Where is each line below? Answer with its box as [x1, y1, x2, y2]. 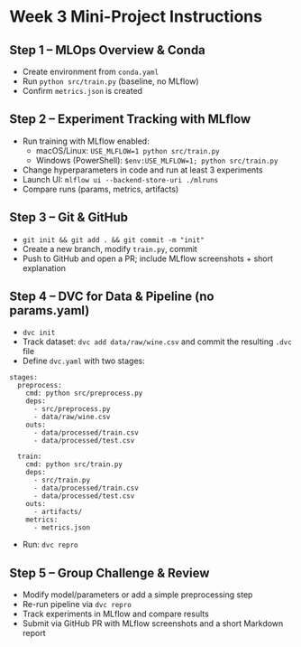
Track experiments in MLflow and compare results [22, 608, 209, 620]
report [22, 628, 47, 639]
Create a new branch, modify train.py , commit [22, 243, 198, 254]
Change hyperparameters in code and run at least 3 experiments [22, 164, 263, 175]
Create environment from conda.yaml [22, 66, 160, 77]
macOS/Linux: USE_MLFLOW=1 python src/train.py [35, 145, 221, 155]
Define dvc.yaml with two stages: [22, 355, 146, 367]
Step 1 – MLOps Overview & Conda [9, 42, 205, 58]
